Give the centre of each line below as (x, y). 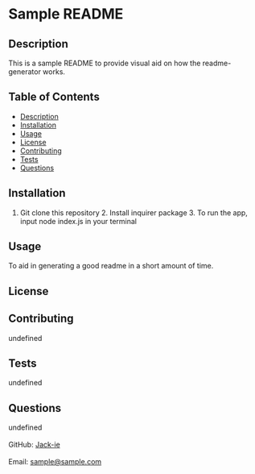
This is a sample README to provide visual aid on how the (105, 63)
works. (54, 72)
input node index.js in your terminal (78, 221)
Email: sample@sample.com (55, 462)
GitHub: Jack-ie (34, 445)
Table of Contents (54, 97)
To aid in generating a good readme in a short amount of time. (111, 266)
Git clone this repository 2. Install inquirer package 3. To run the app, (134, 212)
